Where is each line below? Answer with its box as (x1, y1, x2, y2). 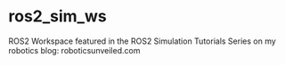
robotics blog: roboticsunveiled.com (8, 45, 141, 55)
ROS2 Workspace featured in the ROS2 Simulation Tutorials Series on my (8, 36, 277, 46)
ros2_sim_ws (8, 6, 108, 27)
